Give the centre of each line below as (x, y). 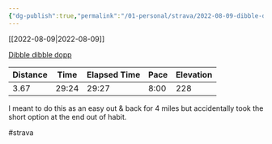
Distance (30, 74)
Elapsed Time (113, 74)
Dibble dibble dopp (40, 54)
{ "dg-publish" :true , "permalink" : (65, 16)
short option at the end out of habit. (68, 116)
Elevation (194, 74)
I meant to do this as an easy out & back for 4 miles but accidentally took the (136, 108)
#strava (21, 132)
